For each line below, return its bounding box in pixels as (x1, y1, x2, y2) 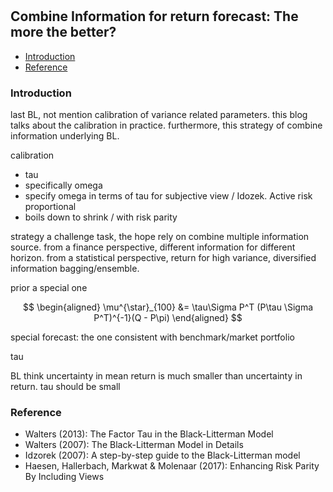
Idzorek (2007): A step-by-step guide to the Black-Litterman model (24, 449, 301, 462)
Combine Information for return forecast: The (10, 8, 299, 25)
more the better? (10, 24, 117, 41)
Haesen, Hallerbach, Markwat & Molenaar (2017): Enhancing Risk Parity (24, 460, 320, 472)
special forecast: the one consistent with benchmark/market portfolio (10, 331, 295, 343)
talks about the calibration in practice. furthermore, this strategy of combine (10, 119, 323, 131)
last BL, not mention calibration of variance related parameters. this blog (10, 108, 308, 120)
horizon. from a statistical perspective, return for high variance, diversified (10, 251, 317, 263)
